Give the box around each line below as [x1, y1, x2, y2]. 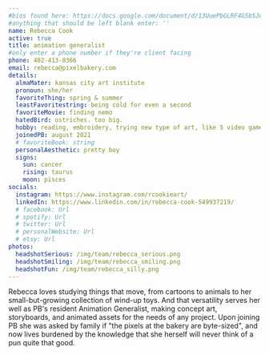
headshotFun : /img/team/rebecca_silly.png [15, 265, 159, 273]
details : [8, 71, 38, 79]
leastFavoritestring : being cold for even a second [15, 101, 192, 109]
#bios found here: [8, 11, 70, 20]
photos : [8, 243, 34, 251]
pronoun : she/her [15, 86, 74, 95]
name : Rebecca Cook [8, 26, 74, 34]
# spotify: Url [15, 213, 66, 221]
